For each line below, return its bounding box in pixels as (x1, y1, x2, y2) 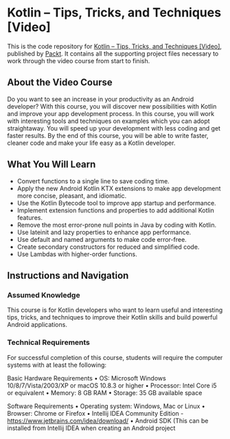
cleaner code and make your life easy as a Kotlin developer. (7, 139, 176, 147)
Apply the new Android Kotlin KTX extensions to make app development (16, 184, 221, 192)
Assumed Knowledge (7, 290, 80, 300)
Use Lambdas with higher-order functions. (16, 249, 137, 258)
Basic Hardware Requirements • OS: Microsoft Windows (7, 374, 166, 382)
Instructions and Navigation (7, 269, 129, 281)
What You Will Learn (7, 159, 96, 170)
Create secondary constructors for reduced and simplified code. (16, 243, 200, 251)
